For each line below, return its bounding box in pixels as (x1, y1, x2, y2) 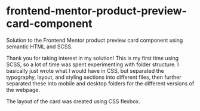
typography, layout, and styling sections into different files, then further (6, 73, 181, 81)
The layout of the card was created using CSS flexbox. (6, 97, 140, 105)
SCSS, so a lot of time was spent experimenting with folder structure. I (6, 61, 179, 68)
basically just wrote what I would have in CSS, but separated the (6, 67, 164, 74)
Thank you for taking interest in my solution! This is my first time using (6, 54, 179, 61)
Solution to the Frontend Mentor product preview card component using (6, 36, 183, 44)
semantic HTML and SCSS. (6, 43, 73, 50)
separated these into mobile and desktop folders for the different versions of (6, 79, 195, 87)
